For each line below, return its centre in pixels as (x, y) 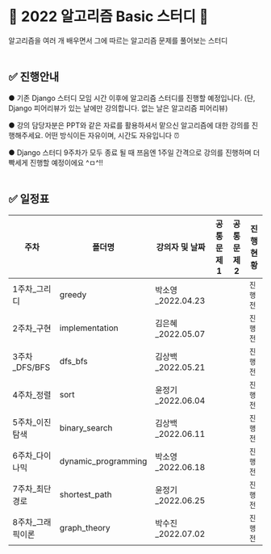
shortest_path (85, 494)
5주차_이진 (32, 422)
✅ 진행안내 (34, 77)
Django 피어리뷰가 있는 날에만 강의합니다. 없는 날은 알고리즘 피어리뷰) (118, 108)
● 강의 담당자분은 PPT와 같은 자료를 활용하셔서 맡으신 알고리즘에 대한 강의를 (129, 125)
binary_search (86, 427)
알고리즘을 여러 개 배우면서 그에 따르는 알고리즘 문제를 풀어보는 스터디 (118, 40)
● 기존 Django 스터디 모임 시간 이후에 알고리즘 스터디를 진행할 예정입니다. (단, (132, 98)
